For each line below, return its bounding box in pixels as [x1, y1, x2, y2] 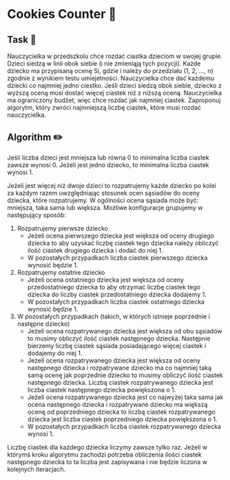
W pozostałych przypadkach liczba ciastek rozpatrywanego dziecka [27, 422, 222, 430]
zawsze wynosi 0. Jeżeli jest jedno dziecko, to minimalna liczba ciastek [7, 160, 209, 169]
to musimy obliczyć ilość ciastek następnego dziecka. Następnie [27, 334, 211, 343]
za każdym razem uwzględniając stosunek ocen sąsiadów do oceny [7, 189, 200, 197]
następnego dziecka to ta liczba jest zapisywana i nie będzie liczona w [7, 457, 208, 465]
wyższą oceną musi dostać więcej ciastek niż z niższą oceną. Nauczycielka [7, 89, 222, 97]
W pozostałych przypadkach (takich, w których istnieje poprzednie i [17, 312, 210, 320]
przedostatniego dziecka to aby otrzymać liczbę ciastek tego [27, 282, 201, 291]
